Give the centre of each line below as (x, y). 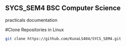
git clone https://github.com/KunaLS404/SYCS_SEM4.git (63, 39)
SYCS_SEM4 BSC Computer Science (63, 8)
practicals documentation (31, 20)
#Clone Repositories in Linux (35, 30)
